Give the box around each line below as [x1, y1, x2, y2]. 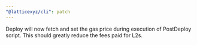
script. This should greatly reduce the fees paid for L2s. [5, 31, 143, 39]
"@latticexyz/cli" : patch [5, 8, 70, 15]
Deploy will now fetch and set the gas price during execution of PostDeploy [5, 25, 192, 32]
